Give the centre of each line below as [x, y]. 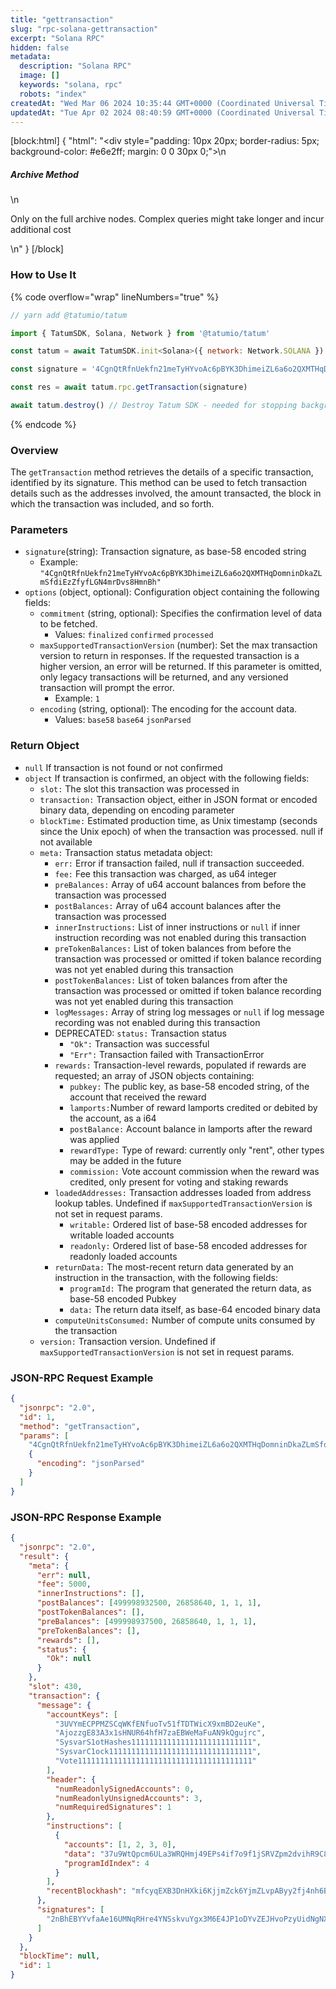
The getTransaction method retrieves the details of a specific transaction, [162, 472]
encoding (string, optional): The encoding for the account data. [168, 709]
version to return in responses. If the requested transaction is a [169, 656]
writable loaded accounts [122, 1235]
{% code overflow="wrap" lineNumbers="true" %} [115, 297]
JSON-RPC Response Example [86, 1517]
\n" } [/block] [37, 249]
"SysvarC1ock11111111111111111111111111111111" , [158, 1752]
